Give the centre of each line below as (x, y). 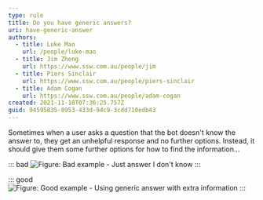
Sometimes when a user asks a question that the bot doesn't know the (122, 133)
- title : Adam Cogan (49, 88)
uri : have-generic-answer (50, 30)
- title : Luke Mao (46, 45)
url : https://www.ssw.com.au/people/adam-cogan (101, 96)
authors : (22, 37)
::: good (20, 180)
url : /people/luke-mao (59, 52)
